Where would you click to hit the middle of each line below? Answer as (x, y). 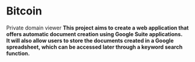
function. (18, 53)
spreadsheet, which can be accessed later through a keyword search (94, 47)
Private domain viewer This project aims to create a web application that (97, 28)
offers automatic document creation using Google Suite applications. (94, 34)
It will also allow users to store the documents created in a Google (90, 40)
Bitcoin (24, 11)
